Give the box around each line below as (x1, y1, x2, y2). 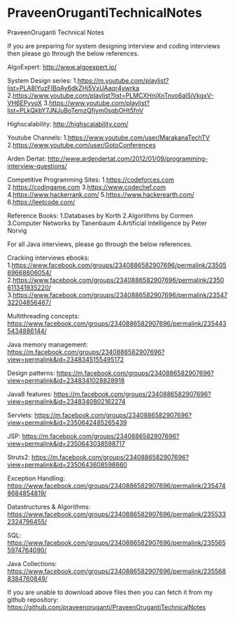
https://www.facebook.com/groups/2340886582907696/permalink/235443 (7, 319, 227, 328)
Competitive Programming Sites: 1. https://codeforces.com (7, 175, 175, 184)
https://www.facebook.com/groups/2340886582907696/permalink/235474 (7, 481, 226, 490)
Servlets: (7, 410, 33, 419)
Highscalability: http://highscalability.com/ (7, 119, 129, 128)
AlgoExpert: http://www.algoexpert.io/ (7, 62, 117, 71)
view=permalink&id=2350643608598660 (7, 460, 127, 469)
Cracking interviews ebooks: (7, 253, 90, 262)
